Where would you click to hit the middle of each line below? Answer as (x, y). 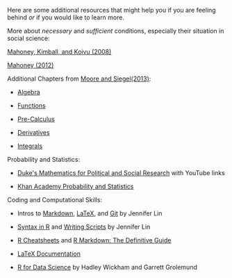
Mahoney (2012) (31, 65)
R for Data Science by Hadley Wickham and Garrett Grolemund (107, 267)
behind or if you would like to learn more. (66, 17)
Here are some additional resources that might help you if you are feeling (112, 10)
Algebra (28, 92)
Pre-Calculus (36, 119)
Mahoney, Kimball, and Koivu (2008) (59, 52)
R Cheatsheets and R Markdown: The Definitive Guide (94, 240)
